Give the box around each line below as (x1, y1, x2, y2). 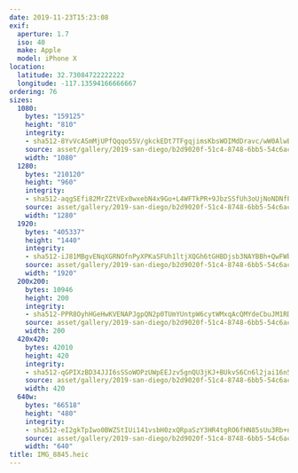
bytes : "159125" (25, 112, 86, 121)
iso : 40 (17, 37, 46, 47)
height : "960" (25, 178, 77, 187)
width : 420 (25, 384, 66, 393)
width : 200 (25, 327, 66, 335)
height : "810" (25, 121, 77, 130)
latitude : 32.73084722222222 (17, 71, 125, 80)
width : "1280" (25, 210, 77, 220)
